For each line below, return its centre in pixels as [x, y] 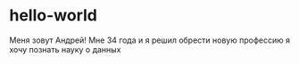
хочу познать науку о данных [65, 49]
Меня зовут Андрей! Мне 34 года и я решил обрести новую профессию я [149, 40]
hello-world [54, 16]
